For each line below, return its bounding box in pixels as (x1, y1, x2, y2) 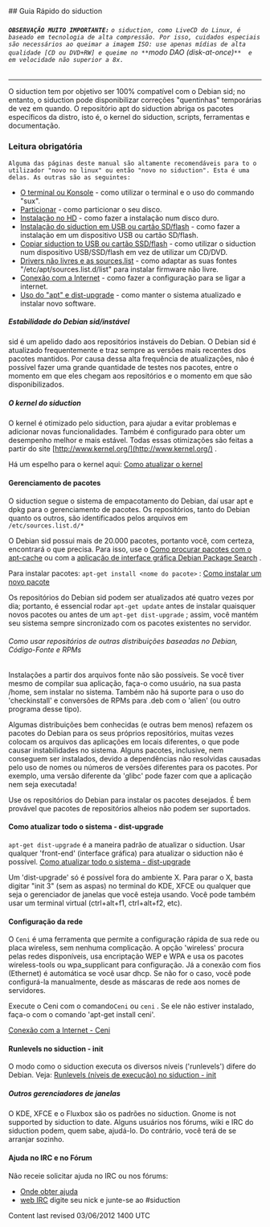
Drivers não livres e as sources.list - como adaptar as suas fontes (19, 256, 237, 265)
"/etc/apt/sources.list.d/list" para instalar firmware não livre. (19, 264, 219, 274)
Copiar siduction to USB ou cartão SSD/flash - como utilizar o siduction (19, 239, 256, 248)
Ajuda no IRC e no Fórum (8, 1153, 92, 1163)
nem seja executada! (8, 779, 77, 789)
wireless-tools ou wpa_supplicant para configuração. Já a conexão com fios (8, 960, 261, 970)
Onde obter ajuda (19, 1186, 79, 1196)
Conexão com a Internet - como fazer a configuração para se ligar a (19, 273, 246, 282)
